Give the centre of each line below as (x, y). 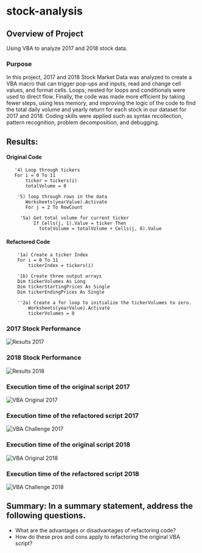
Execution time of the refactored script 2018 (73, 474)
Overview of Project (45, 34)
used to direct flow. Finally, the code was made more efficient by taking (96, 97)
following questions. (46, 516)
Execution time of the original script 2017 (68, 386)
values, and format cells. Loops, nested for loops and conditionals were (96, 90)
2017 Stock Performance (44, 329)
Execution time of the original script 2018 (68, 445)
